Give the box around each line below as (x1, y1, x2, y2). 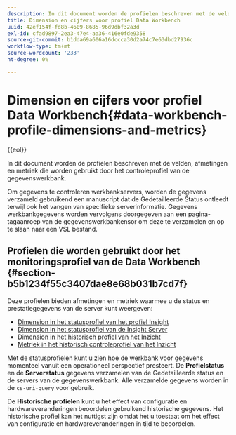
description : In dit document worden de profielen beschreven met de (7, 10, 216, 18)
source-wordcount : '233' (7, 50, 80, 57)
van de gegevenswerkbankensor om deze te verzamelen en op (41, 217, 225, 225)
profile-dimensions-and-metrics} (7, 122, 207, 138)
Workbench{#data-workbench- (37, 107, 228, 123)
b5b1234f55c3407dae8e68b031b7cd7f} (7, 278, 188, 290)
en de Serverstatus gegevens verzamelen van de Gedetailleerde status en (7, 368, 223, 377)
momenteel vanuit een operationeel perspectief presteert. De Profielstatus (7, 361, 225, 369)
